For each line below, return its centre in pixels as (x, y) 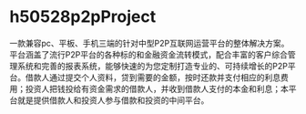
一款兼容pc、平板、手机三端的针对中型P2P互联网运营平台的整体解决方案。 (149, 43)
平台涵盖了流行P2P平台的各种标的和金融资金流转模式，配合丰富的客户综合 (149, 54)
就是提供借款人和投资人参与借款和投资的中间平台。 (113, 100)
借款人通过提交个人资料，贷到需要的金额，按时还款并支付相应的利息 (153, 77)
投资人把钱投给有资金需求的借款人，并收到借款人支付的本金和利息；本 (157, 88)
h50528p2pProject (83, 17)
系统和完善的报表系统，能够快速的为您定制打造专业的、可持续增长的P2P (153, 66)
